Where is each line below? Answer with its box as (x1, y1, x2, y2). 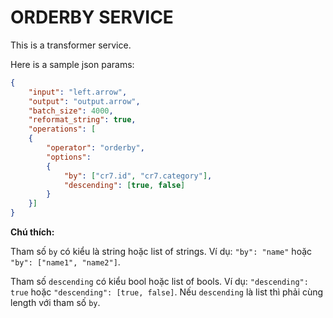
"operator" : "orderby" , (46, 143, 145, 153)
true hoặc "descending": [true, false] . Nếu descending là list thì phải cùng (10, 286, 324, 298)
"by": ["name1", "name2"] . (10, 256, 121, 268)
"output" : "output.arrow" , (28, 96, 141, 106)
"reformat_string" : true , (28, 115, 137, 125)
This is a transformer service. (10, 39, 132, 51)
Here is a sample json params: (10, 58, 135, 70)
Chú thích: (10, 226, 55, 238)
